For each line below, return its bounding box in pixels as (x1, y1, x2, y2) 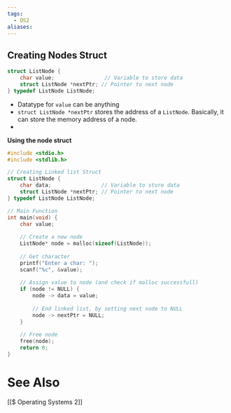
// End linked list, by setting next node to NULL (32, 305, 183, 312)
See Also (7, 374, 60, 391)
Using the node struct (7, 136, 72, 144)
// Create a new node (20, 233, 83, 241)
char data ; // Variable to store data (20, 182, 180, 189)
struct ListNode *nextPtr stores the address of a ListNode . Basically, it (17, 107, 224, 116)
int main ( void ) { (7, 214, 58, 221)
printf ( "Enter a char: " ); (20, 259, 99, 266)
